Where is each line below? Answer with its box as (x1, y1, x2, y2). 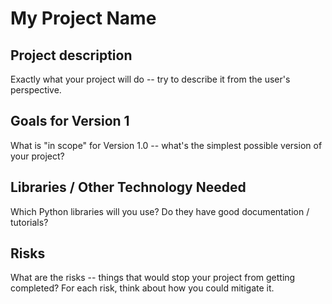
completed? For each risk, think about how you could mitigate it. (10, 282, 275, 294)
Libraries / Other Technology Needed (10, 179, 247, 196)
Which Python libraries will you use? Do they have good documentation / (10, 205, 310, 217)
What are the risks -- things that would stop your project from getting (10, 272, 296, 284)
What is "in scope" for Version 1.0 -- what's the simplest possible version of (10, 139, 323, 151)
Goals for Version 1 (10, 113, 130, 130)
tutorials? (10, 216, 49, 228)
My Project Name (10, 7, 157, 30)
